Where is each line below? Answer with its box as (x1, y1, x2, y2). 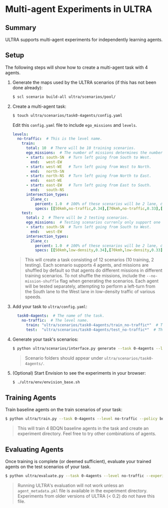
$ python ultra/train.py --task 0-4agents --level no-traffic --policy (5, 416, 157, 422)
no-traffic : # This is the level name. (17, 136, 102, 141)
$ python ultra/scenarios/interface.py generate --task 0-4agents (12, 346, 154, 351)
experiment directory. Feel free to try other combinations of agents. (17, 431, 156, 437)
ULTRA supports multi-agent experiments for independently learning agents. (5, 36, 163, 42)
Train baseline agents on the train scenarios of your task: (5, 407, 122, 413)
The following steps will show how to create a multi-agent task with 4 (5, 64, 148, 70)
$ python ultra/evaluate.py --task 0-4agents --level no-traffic (5, 474, 144, 479)
